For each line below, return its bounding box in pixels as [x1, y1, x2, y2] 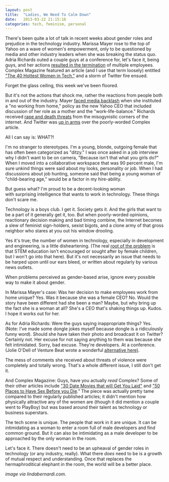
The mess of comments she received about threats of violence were [5, 357, 147, 363]
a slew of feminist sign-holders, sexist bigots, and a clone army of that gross [5, 222, 164, 228]
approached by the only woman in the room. [5, 436, 97, 442]
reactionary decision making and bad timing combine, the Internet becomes [5, 217, 162, 223]
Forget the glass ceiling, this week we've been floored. [5, 83, 119, 89]
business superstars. [5, 409, 49, 416]
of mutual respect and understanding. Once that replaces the [5, 456, 132, 462]
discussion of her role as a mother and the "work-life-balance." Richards [5, 108, 155, 114]
